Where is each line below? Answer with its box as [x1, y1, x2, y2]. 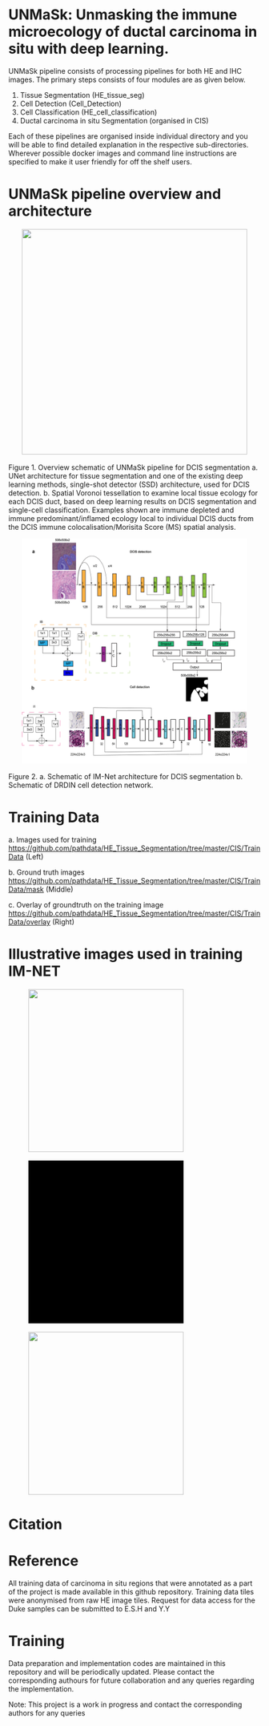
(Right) [51, 916, 74, 927]
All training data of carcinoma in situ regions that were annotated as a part [8, 1578, 253, 1588]
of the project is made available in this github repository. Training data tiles [8, 1587, 255, 1596]
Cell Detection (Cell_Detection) [19, 99, 122, 108]
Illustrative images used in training [8, 945, 243, 963]
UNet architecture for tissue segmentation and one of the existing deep [8, 471, 243, 480]
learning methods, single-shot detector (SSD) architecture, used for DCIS [8, 479, 250, 489]
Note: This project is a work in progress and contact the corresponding [8, 1700, 243, 1709]
